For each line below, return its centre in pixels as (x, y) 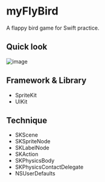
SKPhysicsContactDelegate (49, 167)
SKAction (27, 154)
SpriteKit (26, 95)
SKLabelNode (32, 148)
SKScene (26, 135)
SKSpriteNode (33, 141)
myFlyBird (32, 11)
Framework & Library (46, 81)
